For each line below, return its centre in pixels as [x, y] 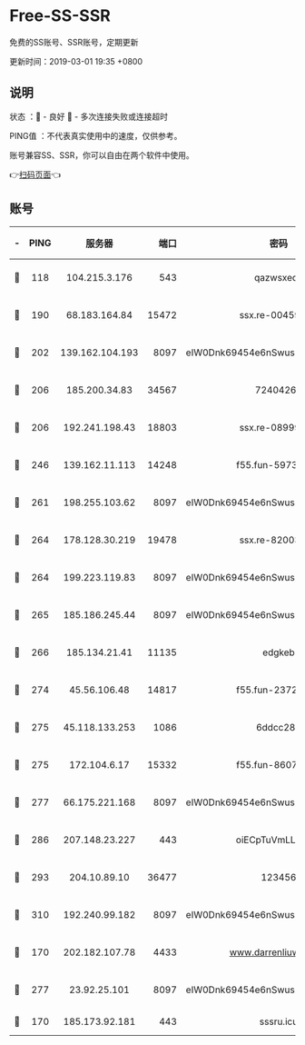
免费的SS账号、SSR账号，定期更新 [74, 42]
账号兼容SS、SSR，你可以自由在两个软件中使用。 [102, 154]
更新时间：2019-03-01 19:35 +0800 [76, 61]
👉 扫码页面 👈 [35, 174]
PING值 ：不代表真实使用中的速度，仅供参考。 [96, 135]
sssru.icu [279, 1021]
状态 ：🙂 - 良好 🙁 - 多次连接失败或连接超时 [89, 116]
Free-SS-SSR [60, 16]
